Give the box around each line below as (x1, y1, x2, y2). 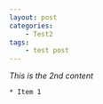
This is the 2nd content (9, 70, 94, 81)
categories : (9, 21, 53, 30)
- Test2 (25, 29, 53, 38)
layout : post (9, 12, 58, 22)
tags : (9, 37, 29, 47)
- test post (25, 46, 69, 55)
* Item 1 (9, 88, 42, 97)
